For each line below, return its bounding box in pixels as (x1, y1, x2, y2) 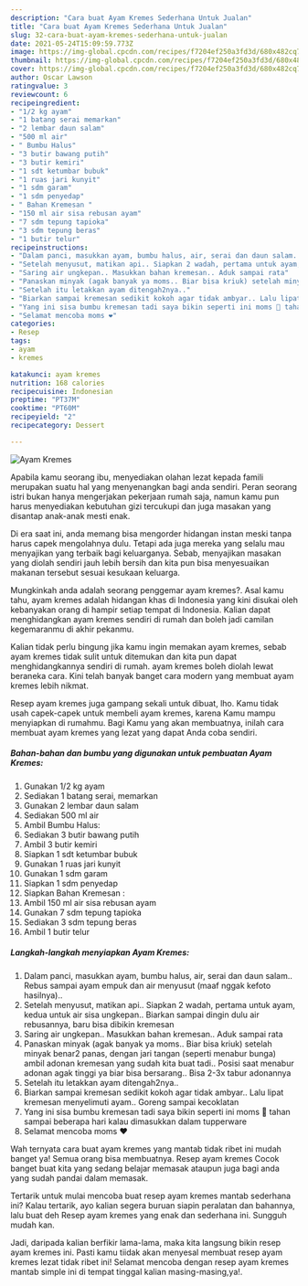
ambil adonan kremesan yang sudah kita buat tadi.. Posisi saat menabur (23, 1057, 295, 1068)
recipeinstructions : (10, 243, 90, 252)
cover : (10, 65, 36, 74)
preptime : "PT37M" (10, 395, 80, 405)
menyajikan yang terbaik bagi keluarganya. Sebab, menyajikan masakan (10, 547, 281, 558)
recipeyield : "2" (10, 412, 77, 421)
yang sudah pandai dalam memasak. (10, 1172, 149, 1184)
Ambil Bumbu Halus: (23, 819, 101, 830)
